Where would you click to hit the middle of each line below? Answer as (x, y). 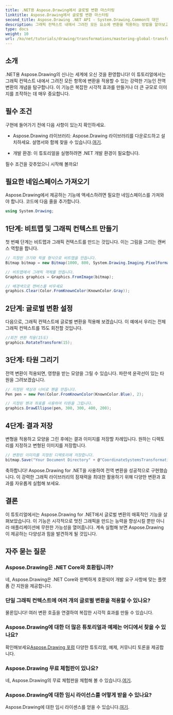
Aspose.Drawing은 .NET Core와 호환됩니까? (59, 567)
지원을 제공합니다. (34, 586)
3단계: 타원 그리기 (32, 360)
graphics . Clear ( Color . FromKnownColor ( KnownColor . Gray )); (68, 291)
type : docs (17, 29)
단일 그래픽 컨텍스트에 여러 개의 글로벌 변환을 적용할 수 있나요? (78, 601)
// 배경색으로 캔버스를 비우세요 (34, 286)
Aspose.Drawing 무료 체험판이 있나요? (52, 668)
